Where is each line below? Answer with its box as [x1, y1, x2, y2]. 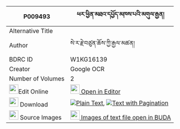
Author [9, 41, 28, 49]
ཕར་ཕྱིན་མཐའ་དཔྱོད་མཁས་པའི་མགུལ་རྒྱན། [76, 10, 165, 18]
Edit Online [18, 88, 49, 95]
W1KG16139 [70, 56, 107, 63]
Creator [9, 65, 31, 73]
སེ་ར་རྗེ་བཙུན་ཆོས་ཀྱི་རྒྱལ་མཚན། [70, 39, 135, 47]
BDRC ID [9, 56, 34, 63]
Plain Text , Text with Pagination [76, 99, 169, 107]
